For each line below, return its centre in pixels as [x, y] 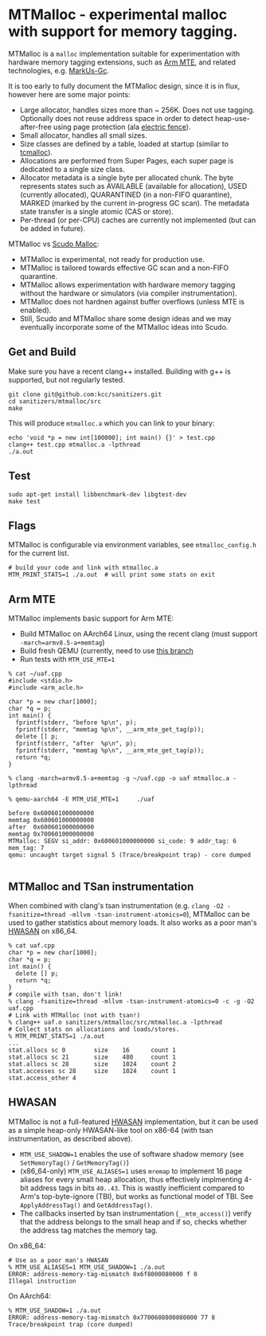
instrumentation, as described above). [70, 1138]
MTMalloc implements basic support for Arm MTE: [91, 618]
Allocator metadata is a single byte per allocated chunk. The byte [127, 178]
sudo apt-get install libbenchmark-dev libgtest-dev [98, 494]
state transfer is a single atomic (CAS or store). [96, 211]
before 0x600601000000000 [51, 813]
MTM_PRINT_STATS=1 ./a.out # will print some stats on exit [112, 575]
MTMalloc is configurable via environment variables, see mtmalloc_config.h [132, 545]
